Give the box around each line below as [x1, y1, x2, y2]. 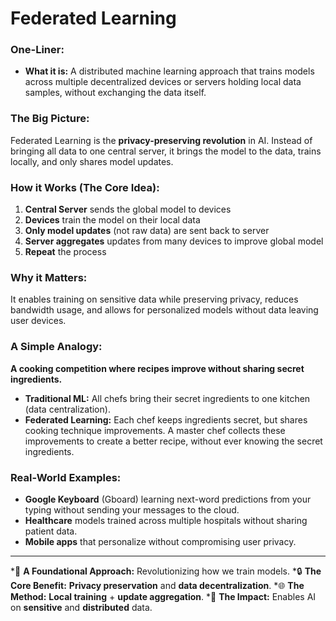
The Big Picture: [10, 112, 90, 126]
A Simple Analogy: [10, 340, 103, 354]
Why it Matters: [10, 271, 88, 284]
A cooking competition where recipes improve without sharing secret [10, 362, 305, 374]
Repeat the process [24, 246, 107, 258]
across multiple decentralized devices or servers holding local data [24, 76, 302, 88]
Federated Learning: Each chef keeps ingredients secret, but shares [24, 413, 308, 426]
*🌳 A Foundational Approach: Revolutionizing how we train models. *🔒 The [10, 565, 322, 577]
